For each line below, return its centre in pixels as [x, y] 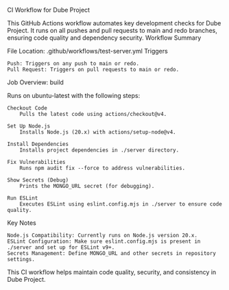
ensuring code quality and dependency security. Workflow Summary [104, 38]
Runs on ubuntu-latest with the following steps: [74, 96]
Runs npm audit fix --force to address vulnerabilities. [103, 168]
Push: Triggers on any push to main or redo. [73, 64]
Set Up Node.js [29, 126]
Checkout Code [27, 108]
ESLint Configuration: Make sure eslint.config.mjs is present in [104, 241]
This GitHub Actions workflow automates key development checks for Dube [114, 23]
